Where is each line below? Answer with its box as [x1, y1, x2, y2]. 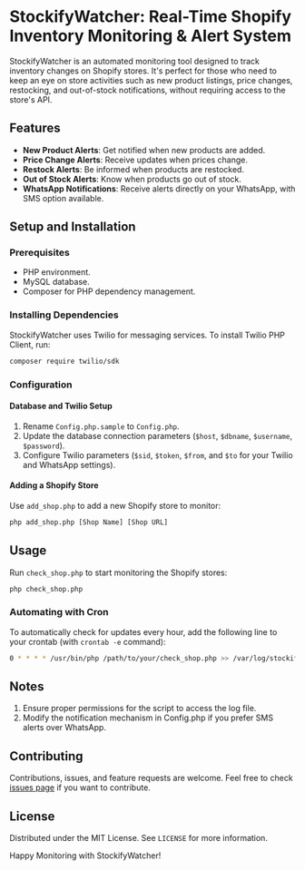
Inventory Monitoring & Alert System [9, 25, 292, 46]
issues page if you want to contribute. [9, 782, 152, 793]
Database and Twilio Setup [9, 401, 113, 412]
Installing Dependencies [9, 308, 120, 321]
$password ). [22, 440, 65, 451]
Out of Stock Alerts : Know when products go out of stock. [22, 173, 242, 184]
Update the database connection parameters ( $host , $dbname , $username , [22, 430, 293, 441]
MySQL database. [22, 277, 91, 288]
